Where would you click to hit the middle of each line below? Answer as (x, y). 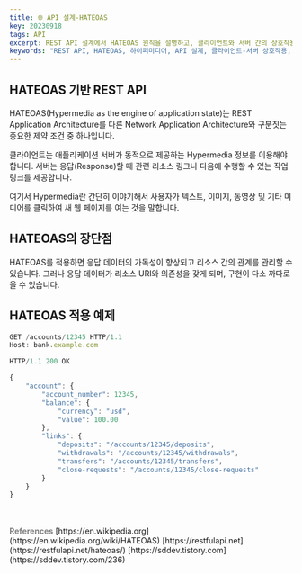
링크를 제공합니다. (41, 177)
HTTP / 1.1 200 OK (40, 362)
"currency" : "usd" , (93, 411)
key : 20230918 (36, 26)
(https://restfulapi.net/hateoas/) (67, 551)
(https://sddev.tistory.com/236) (67, 560)
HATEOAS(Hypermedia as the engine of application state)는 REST (131, 112)
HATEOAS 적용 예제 (62, 316)
